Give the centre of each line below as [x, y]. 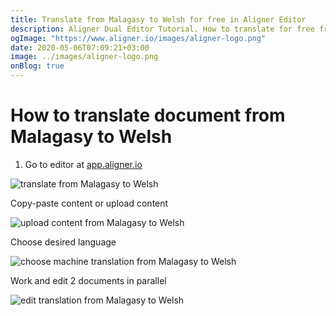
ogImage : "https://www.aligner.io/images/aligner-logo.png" [138, 38]
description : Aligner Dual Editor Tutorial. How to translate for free [162, 29]
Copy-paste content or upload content [89, 203]
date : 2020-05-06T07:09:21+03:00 [80, 47]
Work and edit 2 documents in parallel [88, 280]
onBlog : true [37, 66]
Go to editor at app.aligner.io [83, 164]
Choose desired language [63, 242]
